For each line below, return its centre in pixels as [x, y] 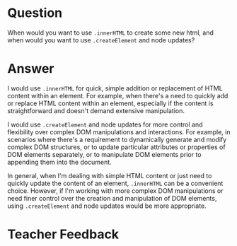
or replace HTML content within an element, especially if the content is [110, 103]
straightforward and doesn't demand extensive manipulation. [96, 110]
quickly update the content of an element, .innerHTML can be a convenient [115, 183]
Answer [31, 69]
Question [35, 13]
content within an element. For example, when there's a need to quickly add [118, 95]
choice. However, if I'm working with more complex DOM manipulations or [115, 191]
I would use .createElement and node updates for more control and [105, 124]
